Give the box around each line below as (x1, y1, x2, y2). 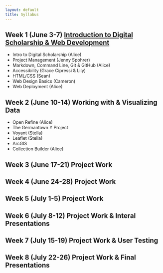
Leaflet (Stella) (12, 135, 43, 141)
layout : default (5, 7, 39, 13)
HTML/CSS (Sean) (12, 73, 51, 79)
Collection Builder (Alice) (12, 146, 64, 152)
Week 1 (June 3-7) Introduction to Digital (5, 31, 134, 39)
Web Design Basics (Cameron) (12, 78, 76, 84)
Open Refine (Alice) (12, 119, 53, 125)
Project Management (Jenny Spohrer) (12, 57, 91, 63)
